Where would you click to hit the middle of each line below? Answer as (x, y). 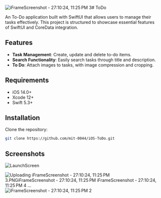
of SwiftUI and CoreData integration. (42, 27)
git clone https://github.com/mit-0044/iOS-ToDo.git (60, 139)
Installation (23, 118)
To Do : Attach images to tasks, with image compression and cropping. (83, 65)
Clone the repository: (26, 130)
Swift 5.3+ (23, 102)
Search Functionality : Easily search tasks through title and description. (84, 60)
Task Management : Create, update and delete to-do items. (72, 54)
